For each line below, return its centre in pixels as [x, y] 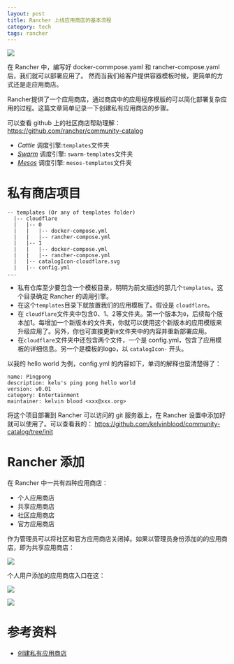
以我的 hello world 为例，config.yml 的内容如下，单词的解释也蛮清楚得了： [114, 363]
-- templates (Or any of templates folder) [72, 213]
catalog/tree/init [30, 432]
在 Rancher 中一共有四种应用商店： [58, 483]
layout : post [26, 14]
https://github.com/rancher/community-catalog [75, 131]
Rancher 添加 [46, 462]
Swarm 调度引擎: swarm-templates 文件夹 [75, 154]
